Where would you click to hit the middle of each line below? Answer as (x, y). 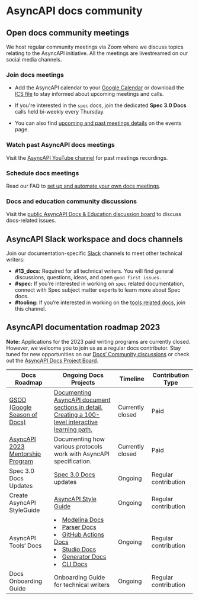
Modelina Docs (83, 520)
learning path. (73, 429)
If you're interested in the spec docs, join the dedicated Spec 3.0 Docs (100, 105)
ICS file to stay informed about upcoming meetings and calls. (89, 94)
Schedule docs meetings (43, 173)
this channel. (30, 309)
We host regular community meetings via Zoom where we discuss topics (95, 47)
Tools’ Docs (25, 546)
